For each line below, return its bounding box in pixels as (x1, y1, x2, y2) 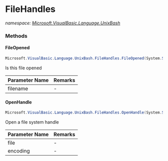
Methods (5, 32, 27, 39)
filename (7, 85, 28, 92)
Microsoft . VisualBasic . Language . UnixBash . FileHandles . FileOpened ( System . (5, 56, 162, 61)
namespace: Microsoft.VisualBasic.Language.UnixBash (5, 20, 120, 26)
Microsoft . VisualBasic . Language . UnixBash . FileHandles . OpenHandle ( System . (5, 110, 162, 115)
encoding (7, 148, 30, 155)
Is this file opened (5, 65, 42, 71)
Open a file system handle (5, 119, 59, 125)
